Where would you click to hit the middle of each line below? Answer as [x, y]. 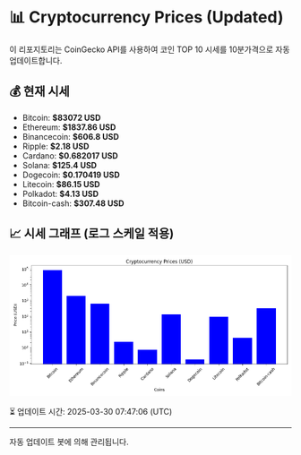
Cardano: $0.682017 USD [70, 155]
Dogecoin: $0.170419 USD [71, 175]
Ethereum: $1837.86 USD [69, 127]
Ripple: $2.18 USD [56, 146]
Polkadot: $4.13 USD [60, 193]
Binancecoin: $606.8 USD [70, 136]
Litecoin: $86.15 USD [61, 184]
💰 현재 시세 [39, 92]
